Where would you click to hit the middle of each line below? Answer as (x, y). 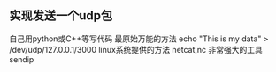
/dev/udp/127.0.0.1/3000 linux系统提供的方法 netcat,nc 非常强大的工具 (136, 49)
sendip (22, 59)
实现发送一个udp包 (61, 16)
